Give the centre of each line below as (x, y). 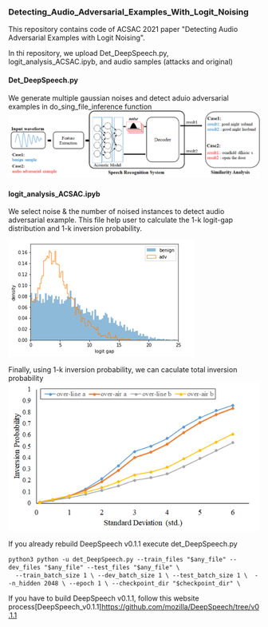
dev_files (25, 568)
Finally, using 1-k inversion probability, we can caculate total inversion (123, 370)
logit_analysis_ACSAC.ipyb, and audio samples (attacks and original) (121, 62)
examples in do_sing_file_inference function (80, 106)
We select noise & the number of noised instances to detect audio (116, 212)
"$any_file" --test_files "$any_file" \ (112, 568)
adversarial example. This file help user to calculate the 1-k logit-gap (121, 220)
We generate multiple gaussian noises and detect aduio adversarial (118, 97)
